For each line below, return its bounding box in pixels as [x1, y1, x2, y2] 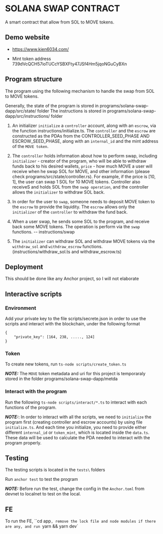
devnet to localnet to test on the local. [5, 491, 81, 497]
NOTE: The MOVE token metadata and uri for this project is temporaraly [5, 371, 145, 377]
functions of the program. [5, 404, 57, 410]
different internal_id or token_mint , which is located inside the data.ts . [5, 429, 150, 435]
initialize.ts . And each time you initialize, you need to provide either [5, 424, 147, 430]
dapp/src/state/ [5, 108, 37, 114]
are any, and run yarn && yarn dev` [5, 523, 79, 529]
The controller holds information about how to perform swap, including [12, 152, 158, 159]
